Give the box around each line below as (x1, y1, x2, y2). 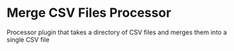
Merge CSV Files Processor (6, 5, 172, 21)
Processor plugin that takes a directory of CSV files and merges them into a (6, 28, 228, 36)
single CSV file (6, 35, 50, 43)
